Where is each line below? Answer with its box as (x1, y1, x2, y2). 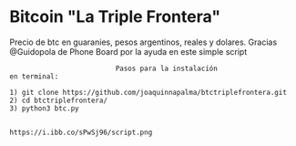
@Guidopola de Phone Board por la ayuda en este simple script (9, 46, 248, 57)
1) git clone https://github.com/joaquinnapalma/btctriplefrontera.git (9, 88, 287, 97)
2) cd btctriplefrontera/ (9, 96, 107, 105)
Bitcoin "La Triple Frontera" (9, 6, 221, 27)
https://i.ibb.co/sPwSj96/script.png (9, 128, 153, 137)
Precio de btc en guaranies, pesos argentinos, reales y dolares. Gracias (9, 36, 278, 47)
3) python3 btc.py (9, 103, 79, 113)
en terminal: (9, 71, 59, 81)
